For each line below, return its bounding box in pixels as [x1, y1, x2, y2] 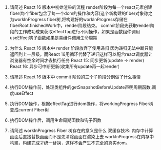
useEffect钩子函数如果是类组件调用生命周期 [9, 35, 98, 41]
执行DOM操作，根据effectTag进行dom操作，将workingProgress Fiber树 [9, 101, 154, 107]
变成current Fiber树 [9, 107, 49, 112]
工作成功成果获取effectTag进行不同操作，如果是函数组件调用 [18, 29, 141, 34]
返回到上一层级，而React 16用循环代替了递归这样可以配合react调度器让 [9, 51, 153, 57]
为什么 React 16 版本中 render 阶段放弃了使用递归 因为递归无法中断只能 [9, 45, 153, 51]
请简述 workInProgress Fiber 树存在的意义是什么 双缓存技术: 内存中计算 [9, 128, 153, 133]
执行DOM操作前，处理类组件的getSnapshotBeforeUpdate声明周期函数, [9, 85, 152, 90]
